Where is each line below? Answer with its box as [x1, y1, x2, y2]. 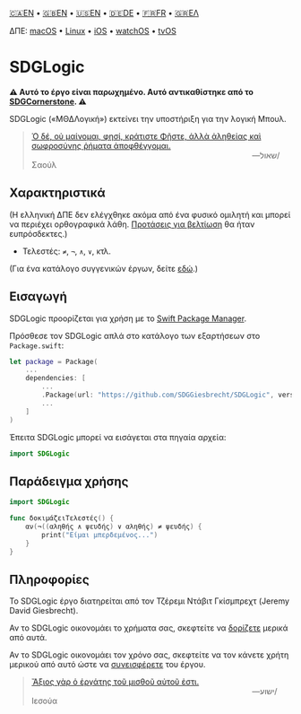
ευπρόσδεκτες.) [9, 228, 68, 239]
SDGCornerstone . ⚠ [9, 96, 87, 107]
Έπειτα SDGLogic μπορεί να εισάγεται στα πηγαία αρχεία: [9, 431, 227, 442]
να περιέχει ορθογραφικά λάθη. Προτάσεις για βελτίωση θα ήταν [9, 219, 255, 230]
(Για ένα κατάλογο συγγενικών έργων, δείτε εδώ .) [9, 263, 199, 274]
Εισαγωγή [9, 289, 67, 304]
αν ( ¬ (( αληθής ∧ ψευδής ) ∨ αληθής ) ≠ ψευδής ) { [25, 522, 202, 531]
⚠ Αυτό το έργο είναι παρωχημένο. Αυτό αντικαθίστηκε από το [9, 86, 254, 97]
